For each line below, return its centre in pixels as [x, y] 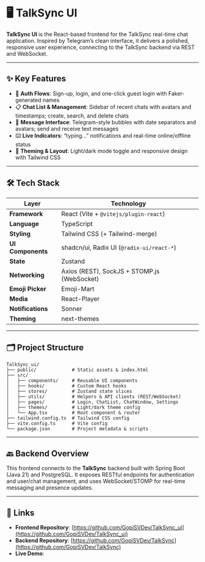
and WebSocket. [27, 53]
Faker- [176, 93]
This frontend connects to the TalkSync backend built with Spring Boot [96, 468]
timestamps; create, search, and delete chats [72, 116]
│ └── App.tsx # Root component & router [73, 413]
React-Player [81, 299]
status [23, 144]
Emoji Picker [28, 288]
